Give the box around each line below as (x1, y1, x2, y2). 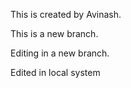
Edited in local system (10, 67, 101, 78)
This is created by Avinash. (10, 9, 122, 20)
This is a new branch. (10, 28, 99, 39)
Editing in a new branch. (10, 47, 110, 59)
